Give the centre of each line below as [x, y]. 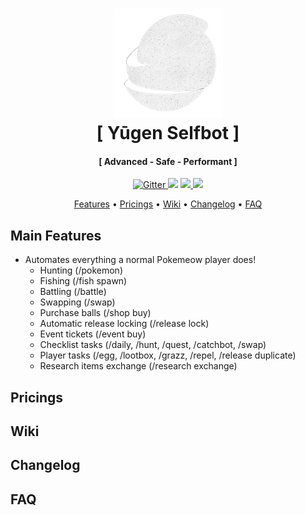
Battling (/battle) [73, 292]
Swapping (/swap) [77, 302]
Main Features [56, 235]
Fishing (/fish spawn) [83, 281]
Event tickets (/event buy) [93, 334]
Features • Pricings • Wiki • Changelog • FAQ [168, 204]
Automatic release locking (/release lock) [124, 324]
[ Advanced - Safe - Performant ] [168, 161]
